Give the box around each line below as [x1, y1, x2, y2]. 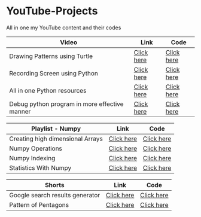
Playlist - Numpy [31, 124, 81, 133]
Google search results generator [9, 191, 100, 199]
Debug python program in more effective [9, 100, 124, 108]
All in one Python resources [9, 86, 87, 94]
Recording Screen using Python [9, 69, 99, 77]
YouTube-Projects [6, 4, 98, 18]
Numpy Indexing [9, 154, 56, 162]
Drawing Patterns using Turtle [9, 52, 93, 60]
